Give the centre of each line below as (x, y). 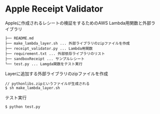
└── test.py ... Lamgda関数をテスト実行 (44, 64)
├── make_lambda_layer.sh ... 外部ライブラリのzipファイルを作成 (68, 43)
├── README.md (20, 38)
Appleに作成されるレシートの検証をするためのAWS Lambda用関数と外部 (78, 23)
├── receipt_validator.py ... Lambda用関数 (49, 49)
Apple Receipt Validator (54, 9)
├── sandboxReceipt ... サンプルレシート (45, 59)
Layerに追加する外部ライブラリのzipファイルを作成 (57, 73)
